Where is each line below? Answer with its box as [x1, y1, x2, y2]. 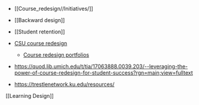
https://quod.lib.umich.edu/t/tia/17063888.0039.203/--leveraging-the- [14, 63, 188, 70]
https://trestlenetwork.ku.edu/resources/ [14, 81, 115, 88]
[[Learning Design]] [5, 92, 54, 99]
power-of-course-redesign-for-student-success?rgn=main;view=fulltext [14, 69, 193, 76]
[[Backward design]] [14, 17, 65, 23]
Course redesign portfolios [23, 51, 90, 58]
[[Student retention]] [14, 28, 65, 35]
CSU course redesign [14, 40, 68, 47]
